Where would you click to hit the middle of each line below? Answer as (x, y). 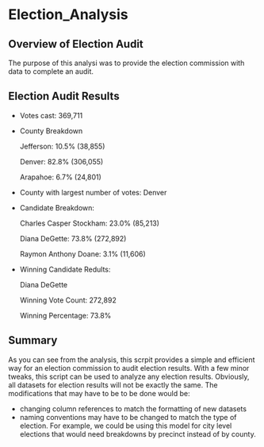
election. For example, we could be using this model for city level (126, 426)
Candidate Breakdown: (57, 207)
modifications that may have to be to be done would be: (99, 393)
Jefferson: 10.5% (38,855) (62, 146)
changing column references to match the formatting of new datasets (133, 408)
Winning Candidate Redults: (65, 269)
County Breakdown (51, 131)
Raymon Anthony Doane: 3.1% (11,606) (83, 254)
